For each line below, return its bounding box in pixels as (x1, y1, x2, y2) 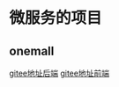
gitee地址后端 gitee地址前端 (9, 68, 110, 78)
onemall (9, 43, 55, 58)
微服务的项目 (9, 8, 103, 28)
